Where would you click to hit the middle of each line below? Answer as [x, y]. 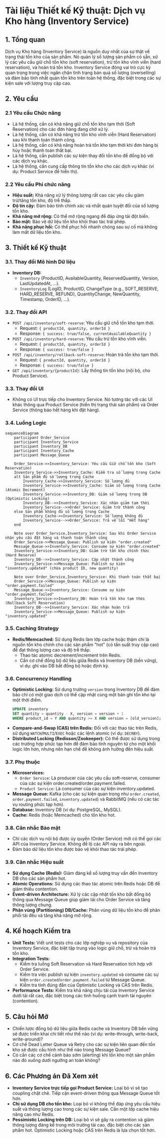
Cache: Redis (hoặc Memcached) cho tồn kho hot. [64, 815]
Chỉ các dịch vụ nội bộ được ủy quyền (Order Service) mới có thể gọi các [87, 839]
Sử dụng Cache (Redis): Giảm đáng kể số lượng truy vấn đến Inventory [85, 873]
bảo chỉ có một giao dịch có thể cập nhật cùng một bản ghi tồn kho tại [84, 695]
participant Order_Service [42, 438]
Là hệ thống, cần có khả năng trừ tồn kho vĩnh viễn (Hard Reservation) [84, 134]
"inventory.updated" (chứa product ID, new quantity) [62, 568]
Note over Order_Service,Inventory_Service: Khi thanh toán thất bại [87, 577]
